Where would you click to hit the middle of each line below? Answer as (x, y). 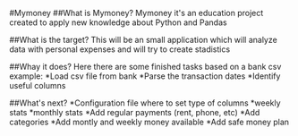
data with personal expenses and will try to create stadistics (120, 49)
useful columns (38, 85)
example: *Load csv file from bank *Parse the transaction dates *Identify (145, 76)
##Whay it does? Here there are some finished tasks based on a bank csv (145, 67)
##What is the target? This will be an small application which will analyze (143, 40)
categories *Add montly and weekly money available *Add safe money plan (149, 122)
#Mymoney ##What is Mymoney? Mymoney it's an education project (136, 13)
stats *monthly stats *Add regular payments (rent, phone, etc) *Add (135, 112)
